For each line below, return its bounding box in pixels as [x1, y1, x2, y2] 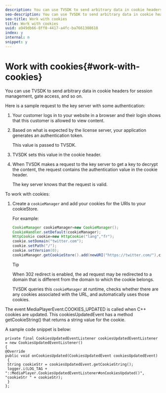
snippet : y [5, 40, 28, 45]
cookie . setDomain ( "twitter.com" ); [12, 239, 83, 244]
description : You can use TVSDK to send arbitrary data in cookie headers [5, 7, 163, 12]
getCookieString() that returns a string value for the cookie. [5, 317, 126, 323]
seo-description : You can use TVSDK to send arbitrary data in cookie [5, 12, 154, 17]
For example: [12, 215, 39, 221]
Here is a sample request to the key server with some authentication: [5, 103, 145, 109]
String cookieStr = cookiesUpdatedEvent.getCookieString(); [7, 362, 134, 367]
